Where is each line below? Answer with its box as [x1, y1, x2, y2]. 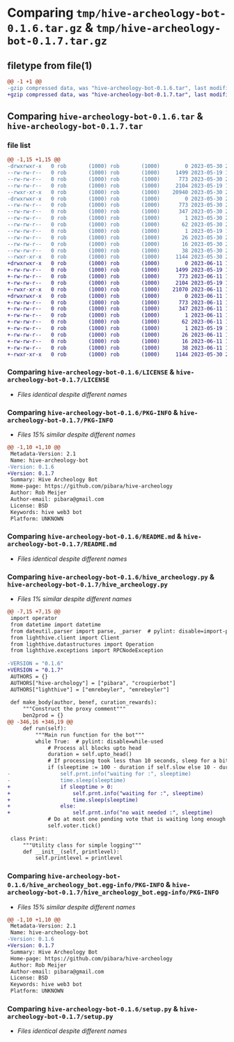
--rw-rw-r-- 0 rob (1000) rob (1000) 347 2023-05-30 [7, 208, 223, 216]
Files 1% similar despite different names [17, 595, 132, 603]
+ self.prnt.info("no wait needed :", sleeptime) [7, 809, 214, 817]
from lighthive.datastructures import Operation [10, 640, 155, 648]
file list [7, 140, 31, 150]
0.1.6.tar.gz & [7, 20, 94, 36]
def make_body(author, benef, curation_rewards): [10, 699, 157, 706]
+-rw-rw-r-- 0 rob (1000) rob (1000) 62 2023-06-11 [7, 319, 223, 326]
